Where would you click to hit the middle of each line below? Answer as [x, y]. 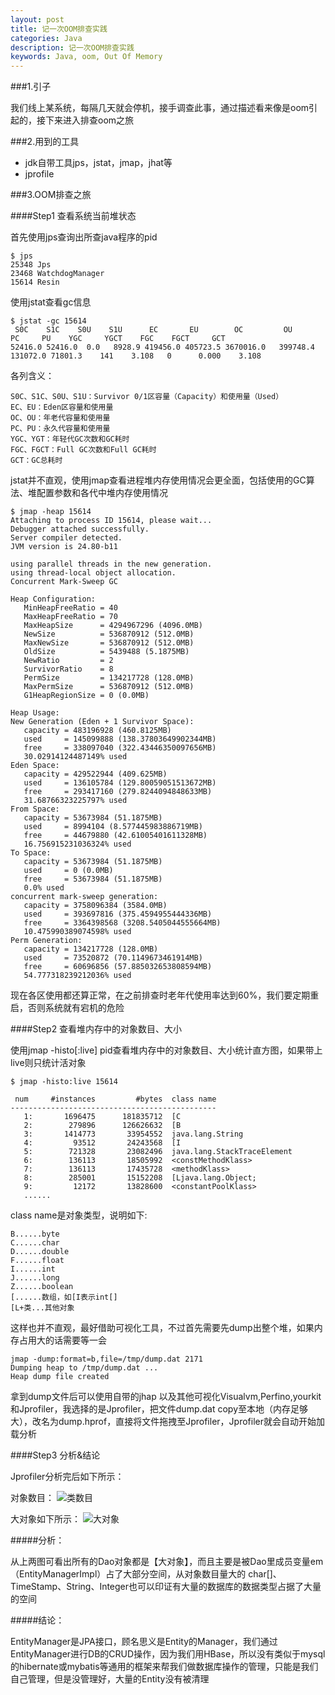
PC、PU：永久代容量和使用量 [60, 429]
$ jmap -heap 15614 [51, 512]
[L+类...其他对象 [42, 1308]
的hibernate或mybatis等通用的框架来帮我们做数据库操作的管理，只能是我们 [164, 1667]
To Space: [31, 853]
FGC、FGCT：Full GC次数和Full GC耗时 [83, 450]
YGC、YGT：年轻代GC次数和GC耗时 [70, 439]
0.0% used [44, 888]
